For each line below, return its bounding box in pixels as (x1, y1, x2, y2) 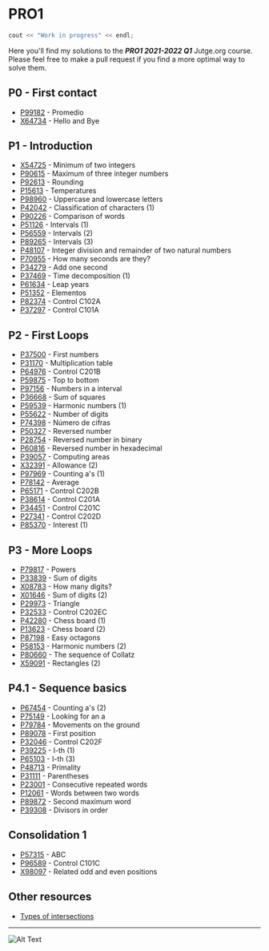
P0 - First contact (8, 86, 98, 100)
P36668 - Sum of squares (19, 392, 106, 402)
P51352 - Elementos (19, 288, 86, 297)
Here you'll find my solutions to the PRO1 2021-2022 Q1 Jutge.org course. (8, 46, 254, 55)
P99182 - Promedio (19, 107, 84, 117)
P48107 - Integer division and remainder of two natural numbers (19, 245, 232, 255)
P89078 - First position (19, 728, 96, 738)
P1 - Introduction (8, 140, 94, 153)
